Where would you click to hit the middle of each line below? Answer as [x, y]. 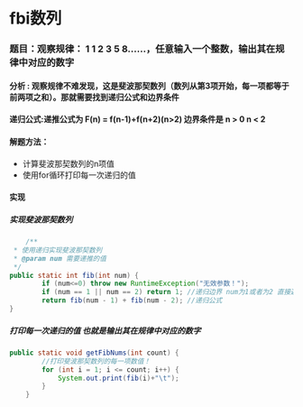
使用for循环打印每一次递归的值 [79, 175]
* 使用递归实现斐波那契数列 [58, 250]
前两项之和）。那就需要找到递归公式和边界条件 [94, 97]
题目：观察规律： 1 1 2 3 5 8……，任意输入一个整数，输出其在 [142, 49]
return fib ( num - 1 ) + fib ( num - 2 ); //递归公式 [132, 301]
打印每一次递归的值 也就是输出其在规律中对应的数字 [105, 330]
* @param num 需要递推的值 [60, 258]
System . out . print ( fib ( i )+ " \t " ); [118, 378]
